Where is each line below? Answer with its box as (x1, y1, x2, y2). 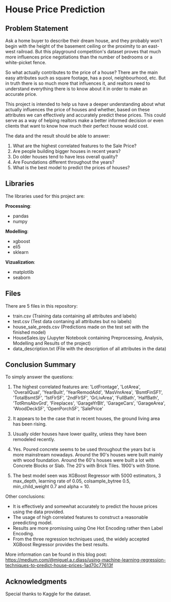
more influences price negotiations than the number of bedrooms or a (5, 54, 153, 60)
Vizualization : (5, 259, 36, 265)
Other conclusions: (5, 493, 46, 499)
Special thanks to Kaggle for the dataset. (5, 591, 91, 597)
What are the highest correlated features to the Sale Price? (12, 143, 137, 149)
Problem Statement (5, 24, 69, 33)
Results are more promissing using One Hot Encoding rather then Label (12, 525, 163, 531)
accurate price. (5, 91, 37, 97)
